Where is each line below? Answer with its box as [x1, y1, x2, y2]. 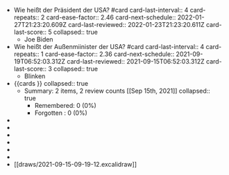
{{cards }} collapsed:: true [13, 80, 89, 87]
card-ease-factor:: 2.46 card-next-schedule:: [46, 13, 176, 21]
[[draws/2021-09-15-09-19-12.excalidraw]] [13, 160, 137, 168]
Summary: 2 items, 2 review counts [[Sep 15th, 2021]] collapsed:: [24, 86, 210, 95]
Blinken [24, 72, 46, 80]
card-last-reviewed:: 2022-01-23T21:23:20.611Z [68, 21, 205, 28]
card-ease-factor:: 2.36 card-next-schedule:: [44, 50, 175, 58]
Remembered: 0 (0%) [34, 102, 97, 109]
